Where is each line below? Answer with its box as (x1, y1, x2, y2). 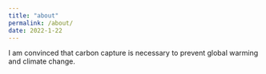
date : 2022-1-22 (8, 26, 62, 34)
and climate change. (8, 56, 76, 66)
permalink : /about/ (8, 19, 74, 27)
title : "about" (8, 11, 59, 20)
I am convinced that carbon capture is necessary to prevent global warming (8, 49, 259, 58)
